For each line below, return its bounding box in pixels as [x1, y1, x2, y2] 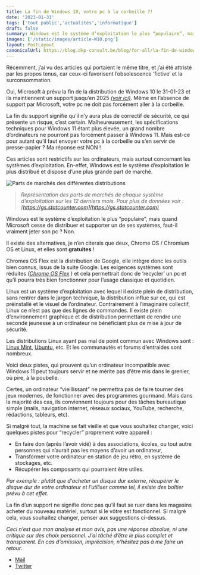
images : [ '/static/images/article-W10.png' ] [6, 36, 118, 42]
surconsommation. [6, 76, 52, 83]
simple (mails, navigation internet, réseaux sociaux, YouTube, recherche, [6, 404, 185, 411]
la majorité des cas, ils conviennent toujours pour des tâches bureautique [6, 398, 186, 405]
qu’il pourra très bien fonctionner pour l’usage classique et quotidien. [6, 276, 176, 283]
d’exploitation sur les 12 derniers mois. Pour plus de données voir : [20, 197, 184, 204]
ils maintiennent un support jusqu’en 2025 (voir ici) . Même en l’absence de [6, 94, 189, 101]
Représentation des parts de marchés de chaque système [20, 191, 164, 198]
